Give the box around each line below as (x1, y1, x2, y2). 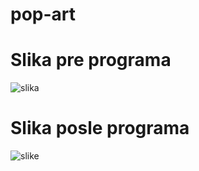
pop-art (10, 3, 77, 26)
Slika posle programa (10, 117, 190, 140)
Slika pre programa (10, 49, 172, 72)
